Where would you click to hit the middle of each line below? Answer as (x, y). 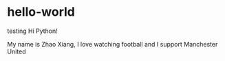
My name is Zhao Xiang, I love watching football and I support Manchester (112, 44)
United (17, 51)
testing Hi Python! (33, 31)
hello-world (41, 12)
